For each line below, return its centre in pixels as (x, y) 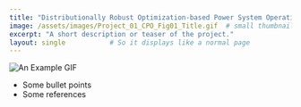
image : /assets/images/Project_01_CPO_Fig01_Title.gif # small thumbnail (152, 26)
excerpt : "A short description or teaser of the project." (122, 34)
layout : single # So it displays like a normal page (130, 42)
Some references (54, 95)
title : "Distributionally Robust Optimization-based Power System (136, 17)
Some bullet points (57, 85)
